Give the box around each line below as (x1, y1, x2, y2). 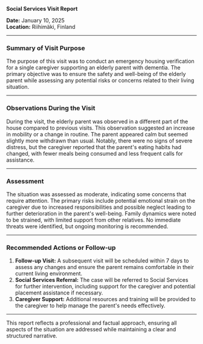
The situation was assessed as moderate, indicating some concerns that (6, 190, 187, 198)
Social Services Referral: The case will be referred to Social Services (14, 276, 188, 284)
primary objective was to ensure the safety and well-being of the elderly (6, 71, 186, 78)
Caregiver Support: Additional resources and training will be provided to (14, 296, 196, 303)
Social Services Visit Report (6, 5, 78, 12)
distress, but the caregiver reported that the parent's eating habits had (6, 143, 181, 150)
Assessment (6, 177, 44, 185)
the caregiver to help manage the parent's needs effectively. (14, 302, 166, 310)
